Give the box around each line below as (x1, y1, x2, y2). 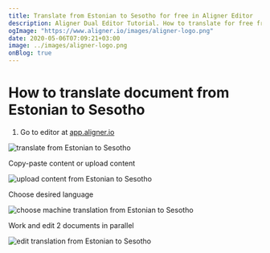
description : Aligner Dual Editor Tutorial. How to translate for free (8, 19, 253, 27)
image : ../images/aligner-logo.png (8, 42, 128, 50)
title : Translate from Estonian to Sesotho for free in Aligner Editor (8, 11, 253, 20)
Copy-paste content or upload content (8, 158, 136, 168)
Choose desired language (8, 190, 94, 199)
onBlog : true (8, 49, 52, 57)
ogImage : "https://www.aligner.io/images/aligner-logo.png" (8, 27, 215, 35)
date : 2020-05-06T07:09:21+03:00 (8, 34, 121, 43)
